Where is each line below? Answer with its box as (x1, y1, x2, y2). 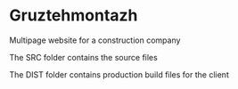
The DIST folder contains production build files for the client (9, 69, 229, 80)
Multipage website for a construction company (9, 35, 181, 45)
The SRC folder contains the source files (9, 52, 158, 62)
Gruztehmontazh (9, 5, 138, 26)
